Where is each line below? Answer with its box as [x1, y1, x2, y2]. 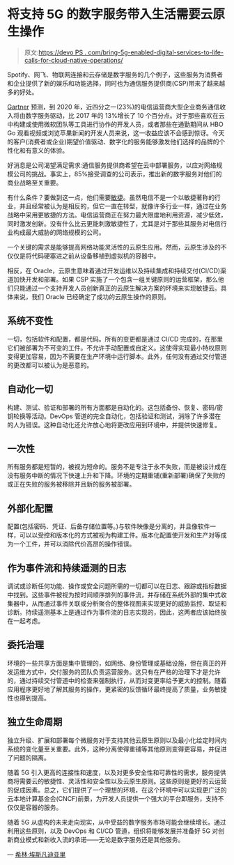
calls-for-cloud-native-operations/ [24, 56, 123, 64]
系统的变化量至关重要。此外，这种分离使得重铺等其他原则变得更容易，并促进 [7, 744, 227, 753]
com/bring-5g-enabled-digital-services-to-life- [88, 48, 224, 56]
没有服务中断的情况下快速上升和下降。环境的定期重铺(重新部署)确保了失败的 [7, 471, 226, 480]
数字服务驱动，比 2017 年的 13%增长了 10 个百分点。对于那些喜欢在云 [25, 111, 225, 119]
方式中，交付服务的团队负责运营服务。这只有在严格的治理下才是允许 [25, 667, 221, 676]
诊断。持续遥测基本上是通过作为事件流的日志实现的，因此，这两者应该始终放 [7, 608, 227, 616]
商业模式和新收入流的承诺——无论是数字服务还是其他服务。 [13, 835, 185, 843]
